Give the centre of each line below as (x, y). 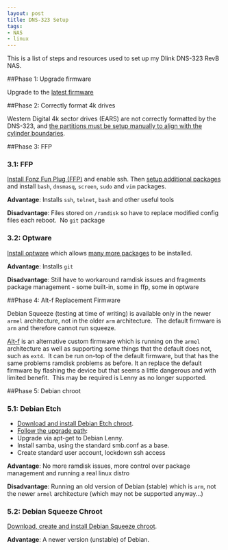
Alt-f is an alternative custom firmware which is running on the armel (104, 341)
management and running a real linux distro (68, 473)
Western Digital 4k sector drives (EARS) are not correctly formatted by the (112, 119)
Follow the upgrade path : (52, 431)
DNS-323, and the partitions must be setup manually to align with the (105, 126)
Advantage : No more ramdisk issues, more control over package (99, 466)
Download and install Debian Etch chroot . (75, 424)
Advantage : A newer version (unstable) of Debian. (78, 540)
